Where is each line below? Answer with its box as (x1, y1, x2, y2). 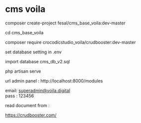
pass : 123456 (5, 93, 34, 99)
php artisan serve (5, 68, 41, 74)
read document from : (5, 102, 50, 108)
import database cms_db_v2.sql (5, 58, 70, 64)
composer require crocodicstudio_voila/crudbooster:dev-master (5, 39, 136, 45)
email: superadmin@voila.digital (5, 87, 70, 93)
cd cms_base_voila (5, 29, 44, 35)
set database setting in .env (5, 49, 62, 55)
